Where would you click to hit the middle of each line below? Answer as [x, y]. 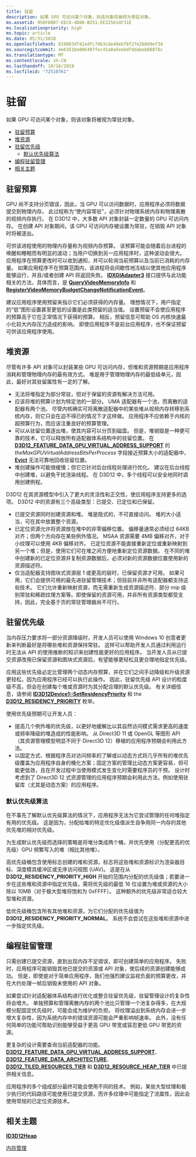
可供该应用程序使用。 [32, 331]
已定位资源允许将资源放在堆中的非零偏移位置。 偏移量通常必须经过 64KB [102, 528]
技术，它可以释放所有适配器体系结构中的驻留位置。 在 [90, 438]
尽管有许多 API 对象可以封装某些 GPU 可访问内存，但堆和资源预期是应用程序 [98, 367]
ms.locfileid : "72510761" [37, 71]
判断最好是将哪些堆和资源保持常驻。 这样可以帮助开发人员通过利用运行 [101, 644]
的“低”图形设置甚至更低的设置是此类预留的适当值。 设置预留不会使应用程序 [96, 309]
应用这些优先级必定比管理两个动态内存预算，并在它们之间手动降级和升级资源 [98, 672]
